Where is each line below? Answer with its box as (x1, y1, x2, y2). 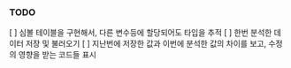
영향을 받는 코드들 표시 (18, 49, 97, 60)
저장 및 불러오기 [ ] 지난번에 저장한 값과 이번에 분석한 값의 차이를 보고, (25, 38, 267, 49)
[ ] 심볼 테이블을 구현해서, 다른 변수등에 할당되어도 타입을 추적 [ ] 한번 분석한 (9, 27, 272, 38)
